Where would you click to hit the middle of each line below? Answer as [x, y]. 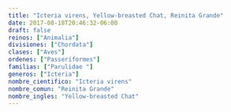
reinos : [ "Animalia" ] [44, 37]
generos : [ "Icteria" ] [44, 74]
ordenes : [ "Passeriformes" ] [54, 60]
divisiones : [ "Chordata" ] [50, 45]
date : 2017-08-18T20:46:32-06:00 [63, 23]
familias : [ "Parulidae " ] [50, 67]
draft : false [30, 30]
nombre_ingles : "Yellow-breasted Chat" [74, 96]
